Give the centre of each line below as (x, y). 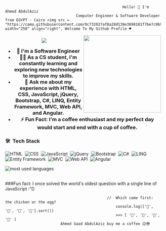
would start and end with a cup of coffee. (87, 128)
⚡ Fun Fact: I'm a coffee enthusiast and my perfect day (87, 120)
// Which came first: (130, 198)
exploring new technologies (48, 70)
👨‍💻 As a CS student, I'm (48, 57)
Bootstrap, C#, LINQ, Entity (48, 100)
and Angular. (48, 113)
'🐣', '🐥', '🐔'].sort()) (30, 211)
